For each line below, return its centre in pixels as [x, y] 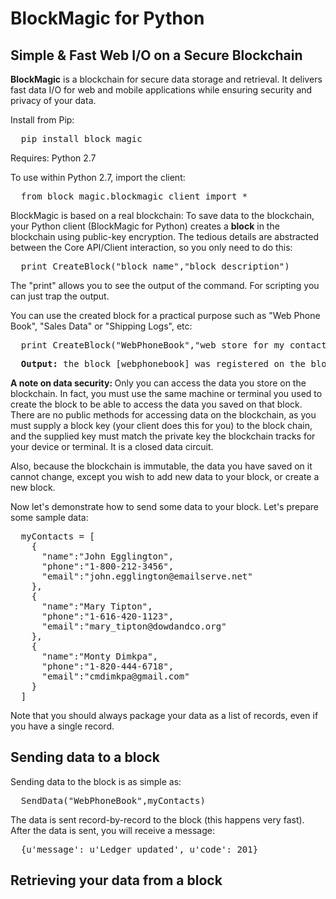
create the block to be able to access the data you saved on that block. [156, 404]
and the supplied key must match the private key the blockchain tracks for [163, 436]
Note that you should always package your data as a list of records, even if [164, 715]
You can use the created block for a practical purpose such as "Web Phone [165, 315]
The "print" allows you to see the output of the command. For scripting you [165, 285]
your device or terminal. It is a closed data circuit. [112, 446]
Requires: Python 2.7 [53, 158]
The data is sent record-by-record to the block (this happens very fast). [157, 819]
